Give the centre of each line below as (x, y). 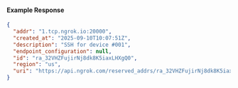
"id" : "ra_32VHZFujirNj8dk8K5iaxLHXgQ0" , (75, 58)
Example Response (36, 10)
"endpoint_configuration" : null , (63, 51)
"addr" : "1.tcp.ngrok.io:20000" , (63, 32)
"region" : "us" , (37, 65)
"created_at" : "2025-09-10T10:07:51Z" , (72, 38)
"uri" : (23, 71)
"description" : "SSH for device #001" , (72, 45)
